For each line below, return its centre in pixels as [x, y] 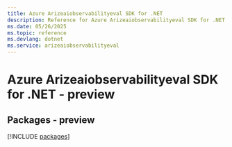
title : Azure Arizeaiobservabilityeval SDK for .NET [85, 13]
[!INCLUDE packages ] [39, 136]
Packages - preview [51, 120]
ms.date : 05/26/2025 [37, 26]
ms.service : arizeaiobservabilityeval [63, 46]
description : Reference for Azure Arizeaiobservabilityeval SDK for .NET [116, 20]
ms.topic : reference [37, 33]
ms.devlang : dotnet [35, 39]
